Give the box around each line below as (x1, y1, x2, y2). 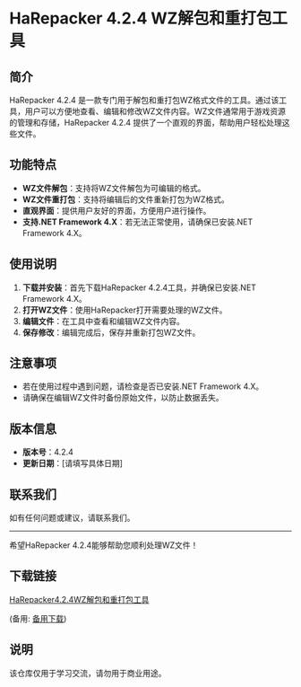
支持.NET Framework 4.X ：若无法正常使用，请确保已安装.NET (21, 216, 254, 227)
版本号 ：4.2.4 (21, 446, 74, 458)
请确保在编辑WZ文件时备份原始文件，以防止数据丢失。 (21, 392, 224, 403)
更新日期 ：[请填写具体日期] (21, 458, 124, 469)
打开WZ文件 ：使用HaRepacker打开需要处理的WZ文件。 (21, 304, 228, 315)
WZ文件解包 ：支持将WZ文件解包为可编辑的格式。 (21, 182, 206, 193)
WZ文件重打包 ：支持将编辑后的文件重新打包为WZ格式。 (21, 194, 230, 205)
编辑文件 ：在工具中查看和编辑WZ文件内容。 (21, 315, 185, 326)
